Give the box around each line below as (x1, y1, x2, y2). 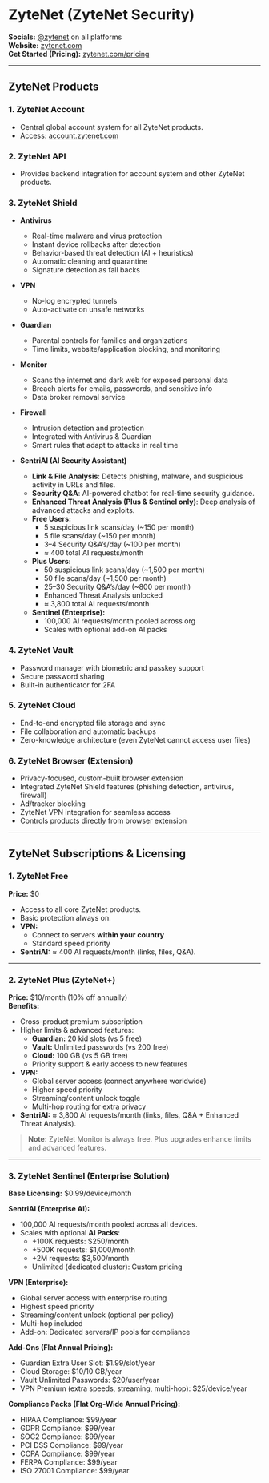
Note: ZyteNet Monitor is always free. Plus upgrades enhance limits (27, 1134, 252, 1144)
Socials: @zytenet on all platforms (8, 32, 122, 42)
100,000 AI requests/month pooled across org (43, 616, 196, 626)
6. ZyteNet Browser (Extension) (8, 755, 134, 766)
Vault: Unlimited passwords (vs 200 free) (31, 1042, 169, 1052)
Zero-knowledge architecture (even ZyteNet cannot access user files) (19, 735, 251, 744)
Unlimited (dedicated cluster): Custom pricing (31, 1262, 183, 1271)
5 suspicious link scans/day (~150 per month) (43, 522, 195, 532)
